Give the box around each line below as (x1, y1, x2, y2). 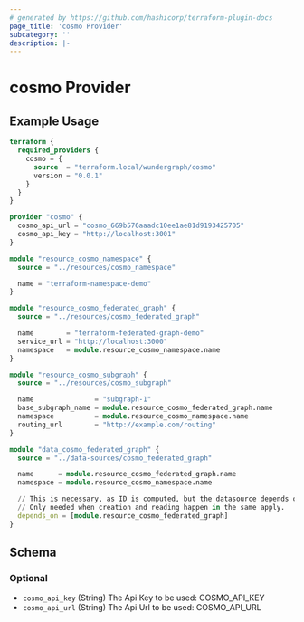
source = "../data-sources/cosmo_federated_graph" (17, 454, 213, 463)
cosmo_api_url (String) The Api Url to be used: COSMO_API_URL (22, 602, 261, 613)
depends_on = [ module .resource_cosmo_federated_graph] (17, 511, 229, 521)
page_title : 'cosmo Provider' (9, 22, 124, 31)
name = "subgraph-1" (17, 395, 152, 404)
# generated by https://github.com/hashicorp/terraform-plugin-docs (9, 13, 273, 23)
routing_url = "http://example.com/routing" (17, 420, 217, 429)
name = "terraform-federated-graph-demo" (17, 329, 204, 338)
